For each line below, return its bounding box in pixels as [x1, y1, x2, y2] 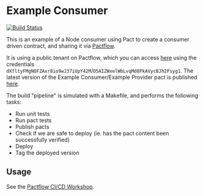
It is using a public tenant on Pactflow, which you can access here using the [6, 54, 197, 61]
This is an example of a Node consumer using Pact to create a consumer [6, 35, 189, 43]
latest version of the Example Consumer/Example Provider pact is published [6, 73, 197, 81]
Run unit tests [15, 110, 50, 117]
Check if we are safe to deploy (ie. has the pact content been [15, 129, 169, 137]
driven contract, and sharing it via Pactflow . [6, 42, 116, 49]
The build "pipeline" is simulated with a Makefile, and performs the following [6, 92, 199, 99]
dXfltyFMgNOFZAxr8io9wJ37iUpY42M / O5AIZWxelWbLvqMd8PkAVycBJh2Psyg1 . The [6, 67, 194, 74]
